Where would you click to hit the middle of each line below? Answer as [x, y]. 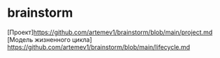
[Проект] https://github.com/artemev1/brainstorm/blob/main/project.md [110, 32]
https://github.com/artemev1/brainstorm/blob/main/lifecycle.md [99, 47]
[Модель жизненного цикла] [50, 39]
